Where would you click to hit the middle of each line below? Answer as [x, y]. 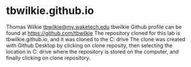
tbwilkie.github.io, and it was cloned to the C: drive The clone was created [96, 39]
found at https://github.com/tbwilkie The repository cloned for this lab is [93, 33]
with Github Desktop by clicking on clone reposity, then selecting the [89, 45]
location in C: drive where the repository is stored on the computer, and [93, 51]
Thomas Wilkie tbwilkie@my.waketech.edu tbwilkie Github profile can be [94, 27]
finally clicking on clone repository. [48, 58]
